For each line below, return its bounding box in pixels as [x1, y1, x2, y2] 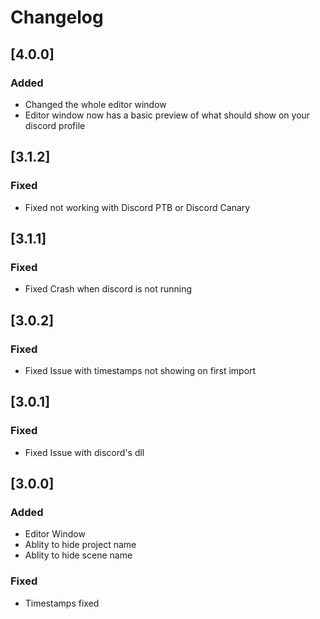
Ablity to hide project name [24, 539, 137, 551]
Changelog [10, 6, 104, 29]
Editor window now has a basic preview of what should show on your [24, 109, 311, 121]
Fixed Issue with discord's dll [24, 446, 145, 458]
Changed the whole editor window [24, 98, 167, 110]
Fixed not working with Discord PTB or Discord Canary [24, 201, 251, 213]
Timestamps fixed [24, 597, 100, 609]
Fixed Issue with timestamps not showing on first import [24, 364, 257, 376]
